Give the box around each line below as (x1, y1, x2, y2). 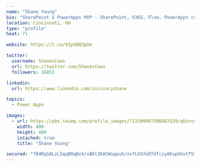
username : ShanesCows (11, 58, 66, 64)
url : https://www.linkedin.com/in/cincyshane (11, 85, 127, 91)
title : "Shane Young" (17, 140, 71, 146)
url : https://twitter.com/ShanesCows (11, 63, 106, 69)
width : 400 (17, 124, 44, 130)
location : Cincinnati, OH (6, 20, 71, 26)
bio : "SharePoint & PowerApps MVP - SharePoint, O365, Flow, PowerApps (6, 14, 188, 20)
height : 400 (17, 129, 47, 135)
